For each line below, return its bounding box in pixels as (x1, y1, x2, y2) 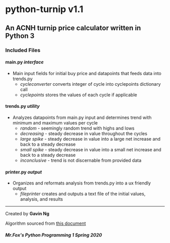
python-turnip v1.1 (5, 4, 83, 15)
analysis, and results (20, 196, 63, 202)
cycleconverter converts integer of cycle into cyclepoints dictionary (20, 81, 161, 87)
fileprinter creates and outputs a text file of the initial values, (20, 191, 146, 197)
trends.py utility (5, 103, 40, 109)
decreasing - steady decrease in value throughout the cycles (20, 130, 148, 137)
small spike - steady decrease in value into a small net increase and (20, 146, 162, 152)
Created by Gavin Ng (5, 211, 50, 217)
